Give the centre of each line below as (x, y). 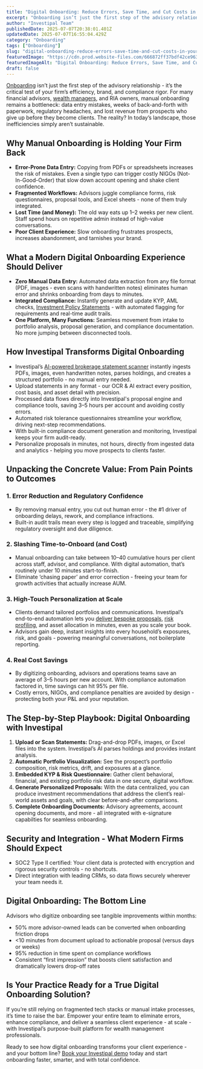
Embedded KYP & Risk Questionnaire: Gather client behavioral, (95, 774)
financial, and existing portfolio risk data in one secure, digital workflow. (104, 781)
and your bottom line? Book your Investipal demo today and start (87, 1053)
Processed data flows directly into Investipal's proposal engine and (98, 398)
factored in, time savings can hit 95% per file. (72, 686)
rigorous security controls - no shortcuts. (66, 869)
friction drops (32, 934)
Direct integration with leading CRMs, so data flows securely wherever (103, 876)
